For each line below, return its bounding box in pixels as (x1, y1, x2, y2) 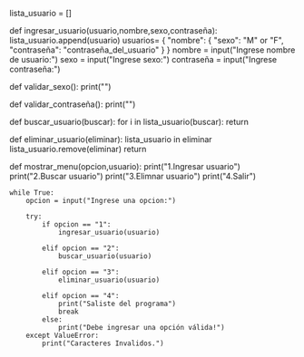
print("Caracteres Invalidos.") (42, 339, 165, 348)
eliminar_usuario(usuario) (57, 275, 161, 285)
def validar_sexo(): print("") (9, 82, 112, 92)
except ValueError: (25, 331, 100, 340)
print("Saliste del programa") (57, 299, 177, 308)
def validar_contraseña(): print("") (9, 99, 136, 110)
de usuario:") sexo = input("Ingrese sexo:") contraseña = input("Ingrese (9, 54, 278, 64)
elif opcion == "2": (42, 244, 120, 253)
